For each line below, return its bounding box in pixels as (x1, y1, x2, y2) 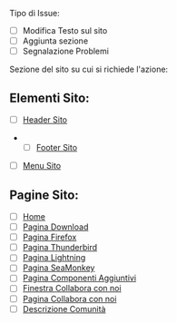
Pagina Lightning (22, 252, 86, 263)
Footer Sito (35, 142, 78, 153)
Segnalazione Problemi (22, 45, 109, 57)
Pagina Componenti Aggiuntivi (22, 272, 137, 284)
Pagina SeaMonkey (22, 262, 95, 273)
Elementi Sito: (9, 90, 90, 105)
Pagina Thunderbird (22, 242, 98, 253)
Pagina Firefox (22, 231, 77, 243)
